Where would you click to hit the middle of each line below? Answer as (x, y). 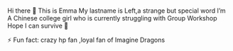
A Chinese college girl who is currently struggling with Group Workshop (112, 18)
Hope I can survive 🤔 (38, 25)
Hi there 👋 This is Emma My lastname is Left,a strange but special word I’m (116, 11)
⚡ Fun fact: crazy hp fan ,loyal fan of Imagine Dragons (86, 40)
